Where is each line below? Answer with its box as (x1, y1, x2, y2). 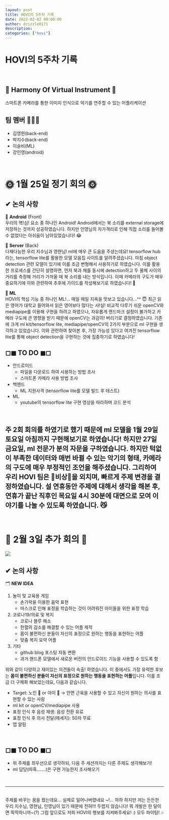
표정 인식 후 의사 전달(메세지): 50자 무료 (12, 715, 92, 721)
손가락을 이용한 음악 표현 (20, 599, 69, 605)
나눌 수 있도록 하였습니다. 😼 (25, 501, 107, 510)
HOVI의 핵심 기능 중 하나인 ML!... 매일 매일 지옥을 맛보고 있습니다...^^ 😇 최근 (5, 296, 156, 302)
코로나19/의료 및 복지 (12, 611, 54, 617)
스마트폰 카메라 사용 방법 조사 (20, 375, 78, 381)
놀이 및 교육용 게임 (12, 593, 49, 599)
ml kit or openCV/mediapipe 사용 (12, 702, 80, 708)
